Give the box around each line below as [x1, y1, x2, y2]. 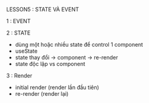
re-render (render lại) [15, 90, 69, 97]
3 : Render [6, 72, 32, 79]
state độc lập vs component [15, 61, 86, 67]
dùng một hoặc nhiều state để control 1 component [15, 41, 144, 48]
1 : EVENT [6, 18, 31, 24]
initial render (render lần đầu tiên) [15, 84, 99, 91]
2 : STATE [6, 29, 31, 36]
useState [15, 47, 38, 55]
